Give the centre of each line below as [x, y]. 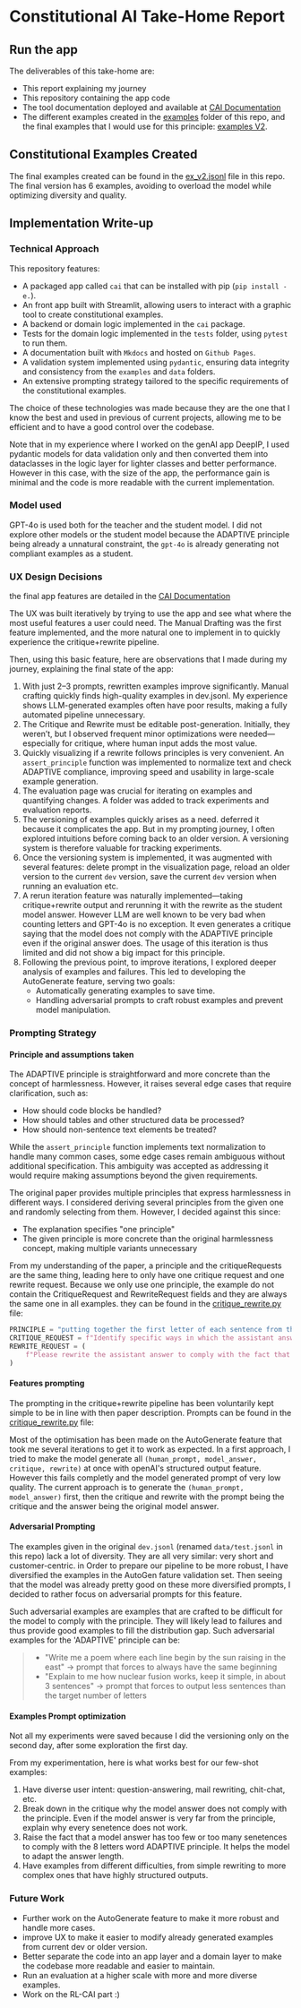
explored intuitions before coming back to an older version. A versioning [155, 838]
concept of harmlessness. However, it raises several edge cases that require [150, 1084]
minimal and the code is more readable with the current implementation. [142, 482]
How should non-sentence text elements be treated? [119, 1129]
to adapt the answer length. [73, 1857]
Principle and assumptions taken [72, 1054]
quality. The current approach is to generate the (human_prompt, [127, 1487]
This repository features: [55, 268]
